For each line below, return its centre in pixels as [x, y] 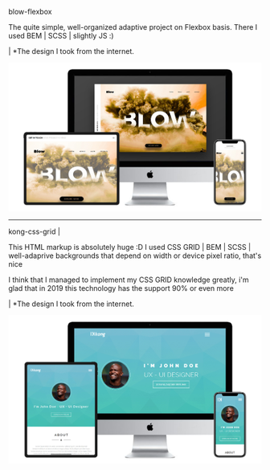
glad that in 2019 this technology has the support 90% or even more [121, 288]
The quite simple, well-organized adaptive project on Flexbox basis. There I [133, 27]
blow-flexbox [30, 12]
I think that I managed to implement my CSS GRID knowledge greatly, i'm [129, 280]
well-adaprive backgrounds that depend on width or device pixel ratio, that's [135, 255]
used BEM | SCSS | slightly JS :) [61, 36]
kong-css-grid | [34, 231]
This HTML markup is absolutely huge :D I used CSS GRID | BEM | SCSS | [130, 247]
